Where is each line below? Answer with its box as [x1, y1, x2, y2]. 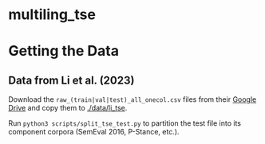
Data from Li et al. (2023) [8, 73, 135, 87]
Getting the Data [8, 42, 120, 60]
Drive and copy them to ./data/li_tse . [8, 103, 128, 113]
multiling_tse [8, 6, 96, 24]
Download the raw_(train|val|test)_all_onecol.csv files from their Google [8, 95, 257, 104]
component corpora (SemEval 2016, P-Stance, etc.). [8, 127, 180, 137]
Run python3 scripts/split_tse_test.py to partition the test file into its [8, 119, 242, 128]
